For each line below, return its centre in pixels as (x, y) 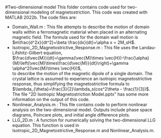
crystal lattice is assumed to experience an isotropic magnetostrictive (82, 79)
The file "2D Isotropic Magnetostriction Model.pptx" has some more (80, 94)
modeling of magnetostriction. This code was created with (89, 12)
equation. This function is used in (46, 125)
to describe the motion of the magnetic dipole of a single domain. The (82, 73)
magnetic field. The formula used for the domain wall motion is (75, 37)
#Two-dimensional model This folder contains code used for (66, 7)
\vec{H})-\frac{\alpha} (127, 58)
